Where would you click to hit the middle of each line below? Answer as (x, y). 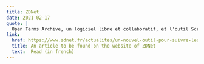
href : (19, 40)
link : (13, 35)
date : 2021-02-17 (28, 18)
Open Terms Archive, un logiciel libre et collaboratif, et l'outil (100, 29)
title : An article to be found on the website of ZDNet (84, 46)
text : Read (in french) (43, 52)
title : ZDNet (23, 12)
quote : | (17, 23)
